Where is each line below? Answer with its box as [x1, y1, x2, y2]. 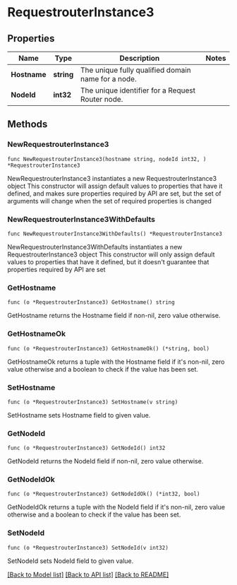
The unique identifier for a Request [80, 85, 196, 95]
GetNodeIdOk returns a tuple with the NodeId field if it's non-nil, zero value [7, 503, 226, 512]
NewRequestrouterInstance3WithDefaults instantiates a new [7, 242, 183, 251]
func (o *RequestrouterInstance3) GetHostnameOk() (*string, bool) [7, 345, 210, 352]
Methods [7, 118, 48, 131]
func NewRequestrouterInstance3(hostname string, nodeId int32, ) [7, 155, 207, 162]
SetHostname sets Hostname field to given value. [7, 410, 151, 419]
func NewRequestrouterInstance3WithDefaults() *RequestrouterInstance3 [7, 230, 222, 237]
